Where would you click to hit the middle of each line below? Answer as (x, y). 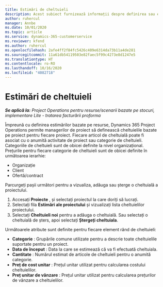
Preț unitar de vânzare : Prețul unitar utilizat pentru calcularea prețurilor (84, 275)
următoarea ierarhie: (25, 155)
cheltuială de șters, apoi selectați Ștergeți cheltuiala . (65, 220)
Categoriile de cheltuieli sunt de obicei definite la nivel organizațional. (74, 145)
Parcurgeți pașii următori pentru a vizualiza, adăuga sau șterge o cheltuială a (81, 185)
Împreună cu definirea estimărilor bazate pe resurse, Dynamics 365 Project (80, 125)
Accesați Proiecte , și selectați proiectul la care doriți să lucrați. (75, 199)
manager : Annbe (20, 23)
